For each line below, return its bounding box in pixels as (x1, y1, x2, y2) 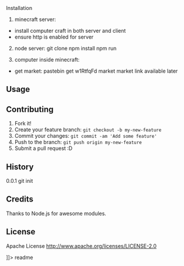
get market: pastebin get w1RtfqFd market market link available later (14, 67, 178, 74)
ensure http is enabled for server (14, 33, 94, 40)
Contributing (6, 104, 54, 114)
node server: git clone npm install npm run (14, 45, 117, 52)
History (6, 162, 34, 172)
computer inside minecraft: (14, 56, 80, 63)
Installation (6, 5, 33, 11)
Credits (6, 195, 34, 204)
